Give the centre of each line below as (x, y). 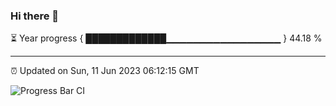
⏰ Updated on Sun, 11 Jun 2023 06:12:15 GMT (105, 71)
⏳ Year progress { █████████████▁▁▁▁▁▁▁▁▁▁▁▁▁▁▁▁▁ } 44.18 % (166, 38)
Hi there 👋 (35, 16)
